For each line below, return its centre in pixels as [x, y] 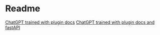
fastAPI [13, 27]
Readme [23, 9]
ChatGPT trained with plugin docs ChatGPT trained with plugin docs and [80, 22]
